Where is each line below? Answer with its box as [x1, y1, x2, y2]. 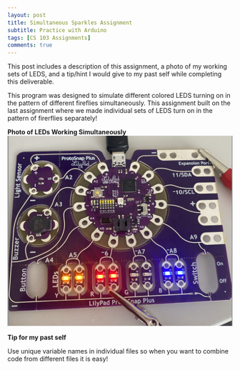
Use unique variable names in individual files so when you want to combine [7, 347, 229, 356]
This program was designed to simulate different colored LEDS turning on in [7, 91, 231, 100]
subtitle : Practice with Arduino [7, 26, 107, 34]
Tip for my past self [7, 333, 66, 342]
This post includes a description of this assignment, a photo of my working [7, 62, 227, 71]
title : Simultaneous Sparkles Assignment [7, 19, 133, 26]
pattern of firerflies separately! [7, 114, 98, 123]
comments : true [7, 41, 53, 49]
